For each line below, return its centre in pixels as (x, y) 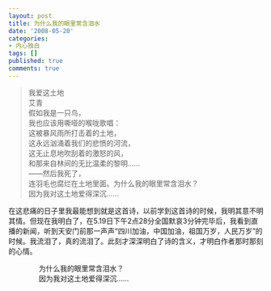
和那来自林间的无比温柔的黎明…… (84, 163)
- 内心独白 (24, 46)
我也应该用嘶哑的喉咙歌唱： (74, 123)
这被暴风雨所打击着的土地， (74, 133)
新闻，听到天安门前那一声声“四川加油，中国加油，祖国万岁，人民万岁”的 (142, 230)
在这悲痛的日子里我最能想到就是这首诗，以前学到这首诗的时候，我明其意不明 (136, 210)
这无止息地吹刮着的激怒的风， (78, 153)
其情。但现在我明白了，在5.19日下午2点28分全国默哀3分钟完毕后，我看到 (130, 221)
